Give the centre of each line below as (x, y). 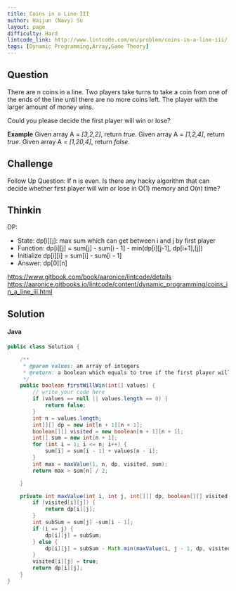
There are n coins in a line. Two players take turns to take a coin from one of (118, 91)
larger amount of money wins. (51, 107)
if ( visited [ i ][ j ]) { (64, 503)
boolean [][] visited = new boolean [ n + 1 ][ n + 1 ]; (108, 431)
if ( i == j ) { (53, 528)
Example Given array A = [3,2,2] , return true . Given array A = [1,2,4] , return (116, 134)
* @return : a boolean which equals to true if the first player (119, 373)
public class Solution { (44, 347)
